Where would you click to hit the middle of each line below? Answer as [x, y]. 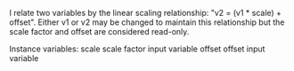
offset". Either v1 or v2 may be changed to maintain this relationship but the [147, 22]
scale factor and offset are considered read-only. [99, 32]
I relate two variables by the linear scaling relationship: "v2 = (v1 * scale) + [146, 13]
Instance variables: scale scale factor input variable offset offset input [137, 49]
